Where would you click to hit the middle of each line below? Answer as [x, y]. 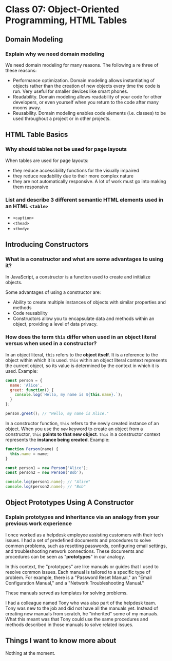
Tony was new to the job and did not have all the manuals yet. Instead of [82, 608]
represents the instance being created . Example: [58, 439]
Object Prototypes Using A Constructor [70, 503]
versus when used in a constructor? [51, 344]
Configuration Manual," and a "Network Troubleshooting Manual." [75, 583]
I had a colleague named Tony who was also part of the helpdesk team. [81, 603]
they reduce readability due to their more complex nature [73, 176]
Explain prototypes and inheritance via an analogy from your [82, 517]
